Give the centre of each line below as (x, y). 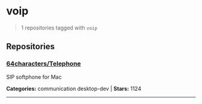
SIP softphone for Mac (34, 77)
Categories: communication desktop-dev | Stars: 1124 (74, 88)
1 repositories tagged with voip (59, 28)
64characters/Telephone (44, 64)
